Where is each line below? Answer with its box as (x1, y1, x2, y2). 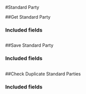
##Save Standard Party (5, 42, 54, 48)
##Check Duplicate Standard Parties (5, 70, 81, 77)
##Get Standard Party (5, 14, 51, 20)
